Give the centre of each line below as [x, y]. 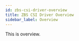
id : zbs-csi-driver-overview [36, 10]
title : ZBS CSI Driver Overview [39, 15]
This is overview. [23, 34]
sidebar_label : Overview [32, 19]
